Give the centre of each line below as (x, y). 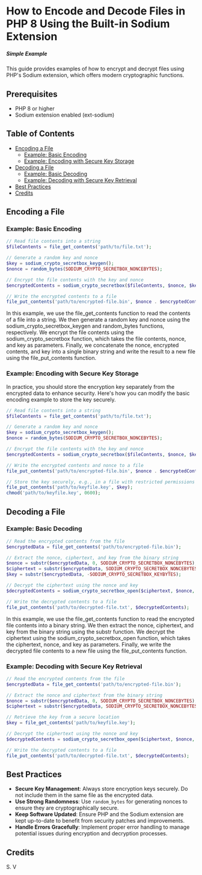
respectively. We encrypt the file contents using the (70, 332)
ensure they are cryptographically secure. (67, 808)
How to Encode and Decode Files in (96, 11)
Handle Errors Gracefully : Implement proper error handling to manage (102, 827)
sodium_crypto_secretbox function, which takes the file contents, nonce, (96, 339)
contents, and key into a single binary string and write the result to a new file (101, 352)
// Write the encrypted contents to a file (62, 296)
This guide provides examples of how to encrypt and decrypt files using (95, 69)
